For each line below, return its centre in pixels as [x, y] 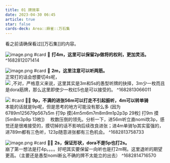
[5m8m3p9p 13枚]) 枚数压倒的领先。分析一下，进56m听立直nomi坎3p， [83, 119]
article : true [20, 19]
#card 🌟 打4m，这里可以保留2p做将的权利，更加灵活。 [91, 55]
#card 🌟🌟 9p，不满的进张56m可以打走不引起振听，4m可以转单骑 [80, 100]
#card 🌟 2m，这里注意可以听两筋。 [71, 71]
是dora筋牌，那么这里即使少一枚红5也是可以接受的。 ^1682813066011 [78, 90]
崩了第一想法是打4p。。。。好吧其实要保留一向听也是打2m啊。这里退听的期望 [84, 149]
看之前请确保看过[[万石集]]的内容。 [42, 44]
